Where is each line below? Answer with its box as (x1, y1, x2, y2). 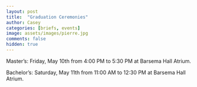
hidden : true (6, 42, 38, 48)
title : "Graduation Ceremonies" (6, 14, 88, 20)
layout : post (6, 8, 38, 15)
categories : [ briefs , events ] (6, 25, 81, 31)
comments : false (6, 36, 46, 42)
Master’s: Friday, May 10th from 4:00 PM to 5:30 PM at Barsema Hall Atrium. (6, 57, 192, 65)
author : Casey (6, 19, 41, 25)
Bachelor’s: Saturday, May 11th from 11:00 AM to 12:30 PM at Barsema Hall (6, 69, 186, 76)
